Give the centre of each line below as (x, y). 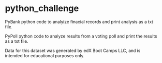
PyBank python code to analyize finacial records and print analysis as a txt (79, 22)
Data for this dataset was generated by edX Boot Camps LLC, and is (73, 50)
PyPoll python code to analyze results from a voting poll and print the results (81, 36)
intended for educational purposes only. (45, 55)
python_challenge (42, 8)
